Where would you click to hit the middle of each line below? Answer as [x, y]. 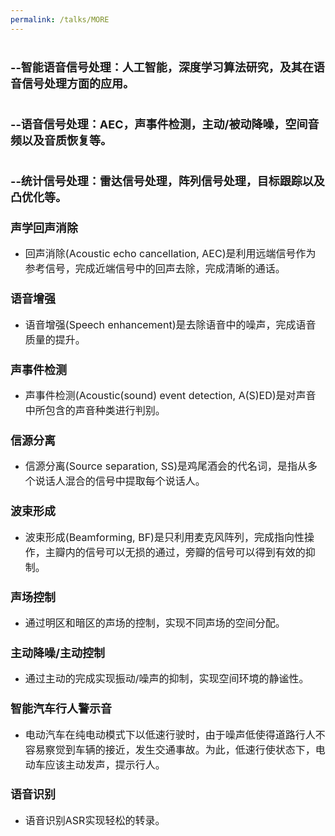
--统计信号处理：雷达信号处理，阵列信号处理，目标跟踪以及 [167, 181]
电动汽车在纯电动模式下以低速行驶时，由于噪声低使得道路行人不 [175, 734]
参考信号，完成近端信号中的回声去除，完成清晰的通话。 [155, 269]
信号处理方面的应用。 [78, 83]
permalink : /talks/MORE [60, 19]
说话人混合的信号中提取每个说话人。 [120, 481]
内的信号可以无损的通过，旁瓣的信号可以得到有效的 [185, 552]
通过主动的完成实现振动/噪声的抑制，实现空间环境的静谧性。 [167, 679]
